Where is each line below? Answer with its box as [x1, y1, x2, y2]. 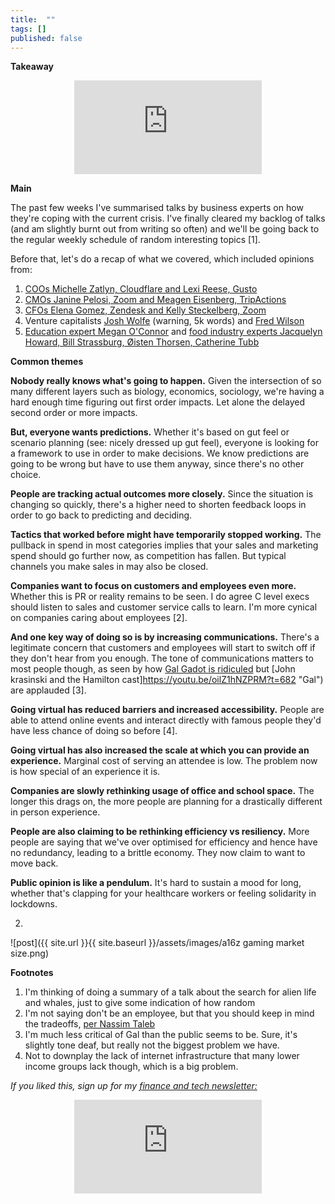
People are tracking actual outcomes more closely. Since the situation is [10, 488, 314, 500]
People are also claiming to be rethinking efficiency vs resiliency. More [10, 826, 310, 838]
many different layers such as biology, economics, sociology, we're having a [10, 386, 325, 398]
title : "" [10, 14, 56, 25]
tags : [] [10, 24, 47, 34]
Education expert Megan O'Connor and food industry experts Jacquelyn [24, 326, 323, 338]
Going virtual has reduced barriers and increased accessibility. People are [10, 704, 325, 716]
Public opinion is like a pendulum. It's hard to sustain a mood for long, [10, 877, 302, 889]
